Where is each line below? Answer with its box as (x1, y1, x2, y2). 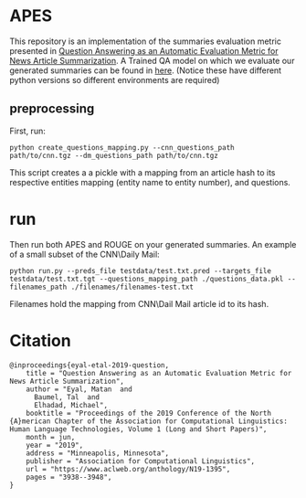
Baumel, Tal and (33, 392, 100, 402)
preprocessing (9, 101, 95, 117)
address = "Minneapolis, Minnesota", (26, 449, 170, 458)
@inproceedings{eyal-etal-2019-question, (9, 360, 170, 370)
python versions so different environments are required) (9, 74, 220, 85)
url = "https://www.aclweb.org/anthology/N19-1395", (26, 464, 231, 473)
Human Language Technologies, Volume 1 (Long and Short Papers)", (9, 424, 268, 434)
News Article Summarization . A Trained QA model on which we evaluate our (9, 55, 295, 66)
